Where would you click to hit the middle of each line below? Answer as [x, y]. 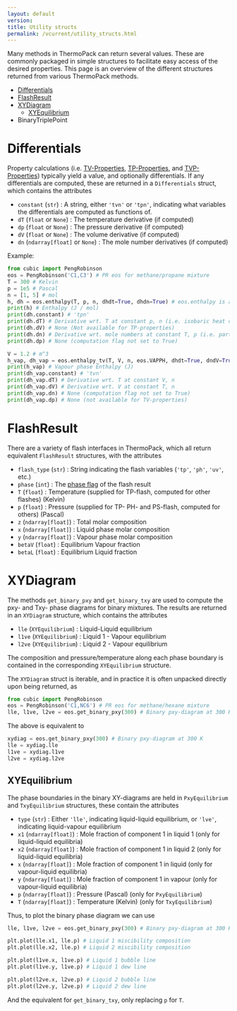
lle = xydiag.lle [33, 746]
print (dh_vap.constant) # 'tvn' [55, 374]
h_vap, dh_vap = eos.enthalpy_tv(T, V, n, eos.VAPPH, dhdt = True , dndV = [115, 360]
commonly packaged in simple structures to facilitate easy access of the [113, 62]
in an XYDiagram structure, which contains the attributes [87, 615]
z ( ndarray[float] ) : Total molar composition [82, 521]
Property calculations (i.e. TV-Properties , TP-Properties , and [95, 168]
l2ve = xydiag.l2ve [36, 758]
